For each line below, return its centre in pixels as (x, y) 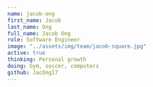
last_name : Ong (30, 27)
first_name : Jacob (34, 20)
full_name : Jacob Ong (39, 33)
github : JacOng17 (33, 72)
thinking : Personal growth (47, 60)
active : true (26, 53)
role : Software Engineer (44, 40)
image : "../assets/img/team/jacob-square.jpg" (77, 46)
